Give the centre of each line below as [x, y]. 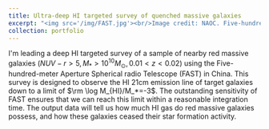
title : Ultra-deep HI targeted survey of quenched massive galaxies [125, 16]
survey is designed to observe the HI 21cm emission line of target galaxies [131, 82]
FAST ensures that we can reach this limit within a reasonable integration [128, 99]
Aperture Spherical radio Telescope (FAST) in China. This [154, 74]
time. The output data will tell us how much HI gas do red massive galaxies [131, 107]
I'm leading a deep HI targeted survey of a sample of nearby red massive [128, 54]
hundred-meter [33, 74]
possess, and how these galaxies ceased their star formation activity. [122, 116]
